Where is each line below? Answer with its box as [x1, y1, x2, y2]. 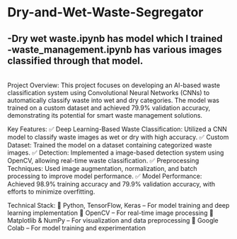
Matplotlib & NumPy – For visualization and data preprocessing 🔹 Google [7, 216, 219, 224]
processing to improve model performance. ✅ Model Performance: [7, 172, 202, 180]
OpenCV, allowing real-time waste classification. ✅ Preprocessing [7, 157, 200, 165]
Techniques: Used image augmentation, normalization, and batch [7, 165, 197, 172]
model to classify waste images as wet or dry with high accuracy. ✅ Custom [7, 133, 229, 141]
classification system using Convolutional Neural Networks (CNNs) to [7, 89, 210, 96]
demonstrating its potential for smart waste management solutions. [7, 111, 203, 119]
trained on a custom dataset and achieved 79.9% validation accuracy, [7, 104, 211, 112]
